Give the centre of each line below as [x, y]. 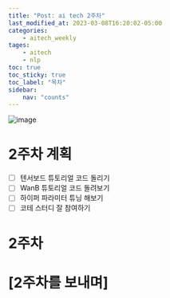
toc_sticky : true [37, 75]
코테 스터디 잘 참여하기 [55, 208]
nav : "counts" [46, 97]
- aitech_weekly [50, 38]
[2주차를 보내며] [58, 282]
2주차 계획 [40, 154]
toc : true [25, 68]
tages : [19, 45]
